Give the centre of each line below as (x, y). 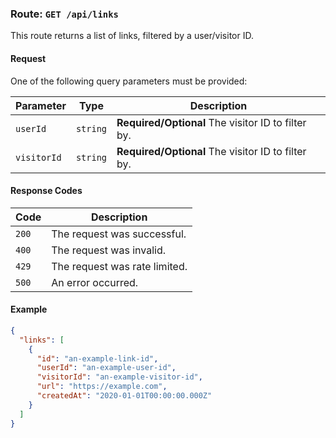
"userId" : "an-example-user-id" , (106, 368)
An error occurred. (95, 282)
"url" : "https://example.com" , (102, 387)
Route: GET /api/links (64, 14)
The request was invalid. (108, 250)
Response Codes (46, 191)
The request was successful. (119, 234)
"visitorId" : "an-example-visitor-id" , (119, 377)
